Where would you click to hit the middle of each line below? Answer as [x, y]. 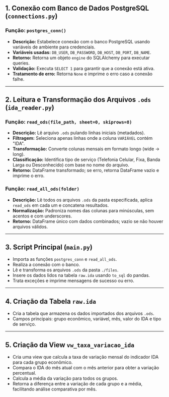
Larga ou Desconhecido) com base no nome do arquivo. [71, 165]
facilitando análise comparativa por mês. [55, 389]
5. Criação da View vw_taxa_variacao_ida [70, 345]
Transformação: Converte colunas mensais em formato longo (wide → [86, 149]
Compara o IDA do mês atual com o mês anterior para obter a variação [86, 368]
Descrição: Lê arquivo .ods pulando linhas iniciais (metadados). [79, 133]
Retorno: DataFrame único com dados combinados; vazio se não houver [88, 221]
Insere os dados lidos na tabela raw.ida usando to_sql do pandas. [81, 275]
